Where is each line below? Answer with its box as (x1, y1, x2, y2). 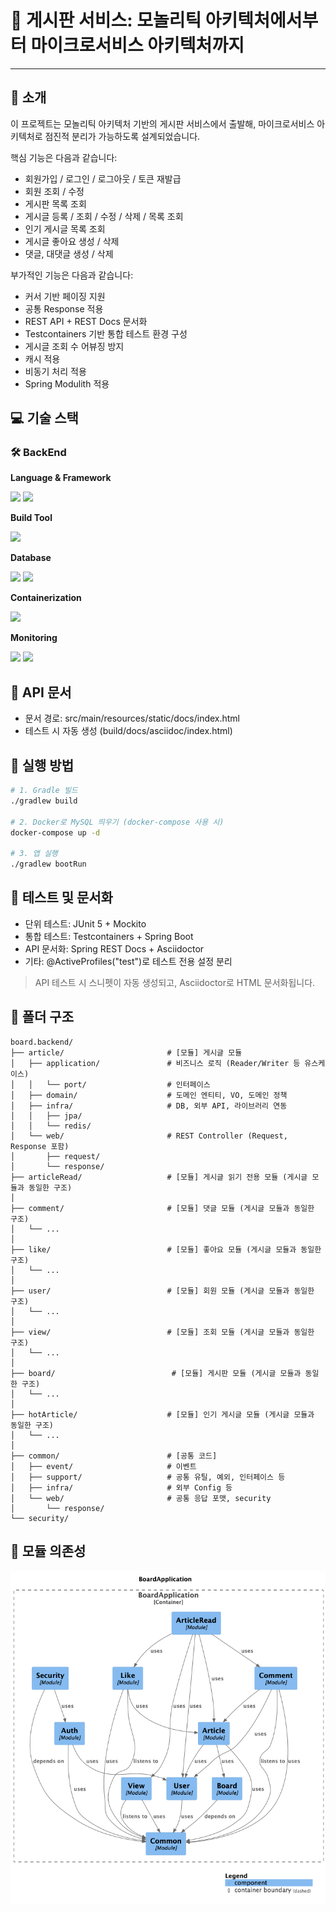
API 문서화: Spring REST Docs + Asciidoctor (24, 942, 205, 955)
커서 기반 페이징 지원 (24, 290, 106, 302)
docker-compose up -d (10, 827, 101, 838)
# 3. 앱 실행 (10, 849, 58, 859)
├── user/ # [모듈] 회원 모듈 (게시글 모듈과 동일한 (10, 1286, 315, 1296)
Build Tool (10, 512, 53, 524)
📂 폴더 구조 (10, 1009, 75, 1026)
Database (10, 552, 52, 564)
